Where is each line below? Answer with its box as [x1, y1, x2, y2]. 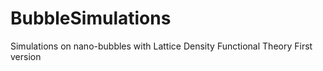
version [10, 50, 42, 62]
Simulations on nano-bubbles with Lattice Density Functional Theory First [10, 40, 313, 52]
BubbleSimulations [10, 7, 172, 30]
